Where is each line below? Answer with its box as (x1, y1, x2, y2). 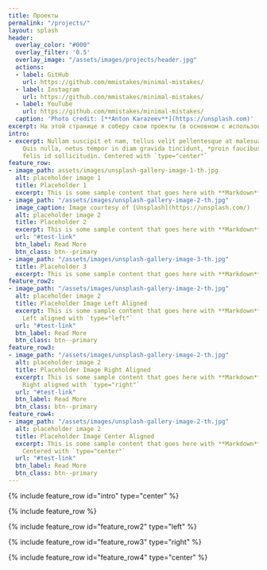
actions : (15, 64, 44, 71)
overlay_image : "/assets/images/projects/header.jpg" (15, 56, 197, 64)
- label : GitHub (15, 71, 69, 79)
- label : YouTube (15, 100, 73, 108)
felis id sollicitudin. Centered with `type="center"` (22, 152, 208, 160)
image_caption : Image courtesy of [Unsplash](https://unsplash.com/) (15, 203, 250, 211)
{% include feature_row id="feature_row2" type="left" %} (8, 522, 197, 531)
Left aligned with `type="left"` (22, 314, 133, 322)
